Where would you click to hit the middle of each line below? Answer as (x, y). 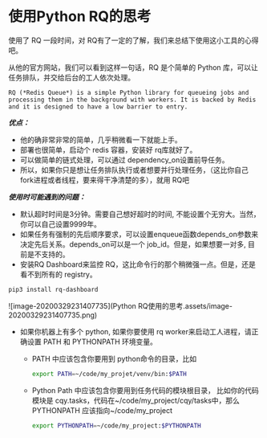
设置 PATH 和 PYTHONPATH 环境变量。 (92, 342)
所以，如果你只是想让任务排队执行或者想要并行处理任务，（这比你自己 (134, 170)
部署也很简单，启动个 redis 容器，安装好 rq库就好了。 (108, 149)
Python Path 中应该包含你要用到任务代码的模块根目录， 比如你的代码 (145, 390)
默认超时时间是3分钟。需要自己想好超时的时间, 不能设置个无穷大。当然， (140, 214)
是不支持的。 (48, 254)
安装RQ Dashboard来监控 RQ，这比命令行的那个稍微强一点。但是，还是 (138, 264)
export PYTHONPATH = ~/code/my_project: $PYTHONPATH (117, 426)
